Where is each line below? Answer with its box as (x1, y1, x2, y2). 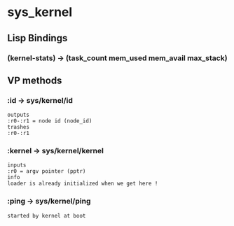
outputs (7, 111, 30, 119)
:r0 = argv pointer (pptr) (7, 168, 86, 175)
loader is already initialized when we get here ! (7, 180, 158, 188)
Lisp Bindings (7, 32, 68, 44)
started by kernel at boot (7, 212, 86, 219)
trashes (7, 124, 30, 131)
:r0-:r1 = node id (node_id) (7, 118, 92, 125)
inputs (7, 162, 27, 169)
